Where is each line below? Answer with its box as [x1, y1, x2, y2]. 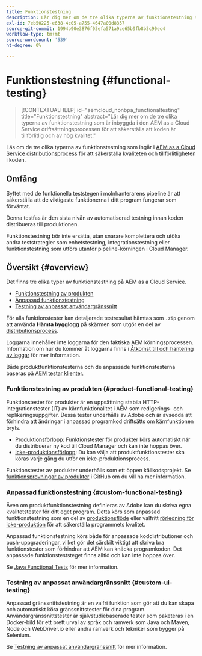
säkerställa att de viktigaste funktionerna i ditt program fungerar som [6, 196, 177, 203]
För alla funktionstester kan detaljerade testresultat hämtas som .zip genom [6, 314, 195, 322]
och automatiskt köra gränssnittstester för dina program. [6, 606, 146, 613]
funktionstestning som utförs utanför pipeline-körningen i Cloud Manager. [6, 245, 189, 252]
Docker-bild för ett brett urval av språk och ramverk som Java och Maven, [6, 619, 190, 626]
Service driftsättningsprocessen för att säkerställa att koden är [20, 125, 176, 132]
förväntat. [6, 202, 31, 209]
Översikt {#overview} [6, 262, 89, 273]
